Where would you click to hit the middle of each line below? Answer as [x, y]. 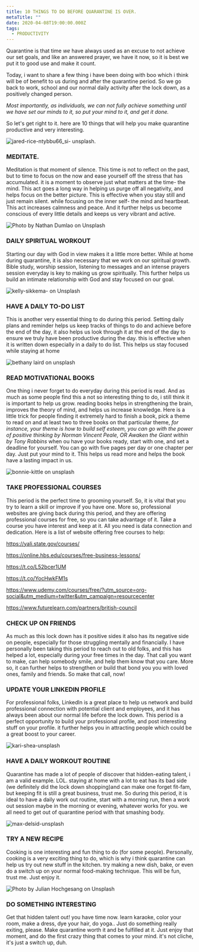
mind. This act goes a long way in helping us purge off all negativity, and [95, 189]
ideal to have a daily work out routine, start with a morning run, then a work [98, 799]
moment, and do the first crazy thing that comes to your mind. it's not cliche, [100, 937]
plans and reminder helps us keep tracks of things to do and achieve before [99, 326]
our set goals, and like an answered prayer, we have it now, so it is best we [97, 57]
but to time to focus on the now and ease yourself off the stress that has [94, 176]
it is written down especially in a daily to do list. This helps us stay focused [97, 345]
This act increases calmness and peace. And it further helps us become [94, 208]
